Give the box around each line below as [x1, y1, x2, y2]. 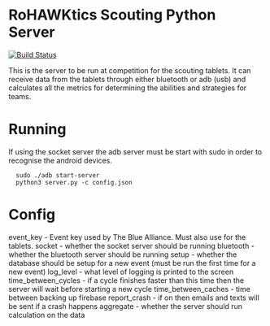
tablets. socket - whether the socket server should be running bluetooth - [8, 241, 255, 250]
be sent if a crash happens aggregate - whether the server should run [8, 301, 242, 311]
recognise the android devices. [8, 155, 112, 165]
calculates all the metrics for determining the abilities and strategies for [8, 83, 247, 93]
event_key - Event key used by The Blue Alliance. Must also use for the [8, 232, 246, 241]
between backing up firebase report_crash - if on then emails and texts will [8, 293, 260, 302]
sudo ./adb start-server [15, 171, 100, 180]
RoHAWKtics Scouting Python [8, 6, 216, 24]
